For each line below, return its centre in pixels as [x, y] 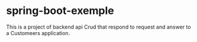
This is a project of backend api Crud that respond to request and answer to [98, 27]
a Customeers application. [38, 33]
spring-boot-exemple [60, 11]
